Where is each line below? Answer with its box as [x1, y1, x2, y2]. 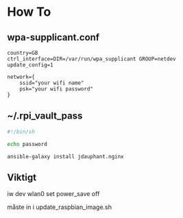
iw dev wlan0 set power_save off [7, 190, 100, 198]
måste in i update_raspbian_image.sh [7, 203, 112, 211]
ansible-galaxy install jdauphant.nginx [7, 153, 125, 160]
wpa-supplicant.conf [7, 32, 100, 43]
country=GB [7, 49, 38, 56]
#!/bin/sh [7, 128, 36, 135]
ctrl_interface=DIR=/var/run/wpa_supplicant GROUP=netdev [7, 56, 176, 62]
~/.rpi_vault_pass [7, 110, 83, 122]
